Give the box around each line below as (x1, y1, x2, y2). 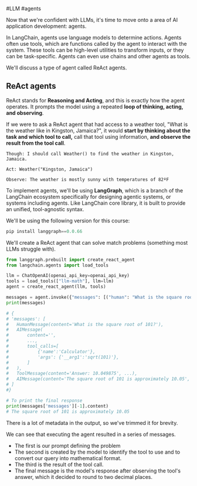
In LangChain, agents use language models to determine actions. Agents (6, 34, 182, 41)
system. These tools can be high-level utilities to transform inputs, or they (6, 46, 184, 54)
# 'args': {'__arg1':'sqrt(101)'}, (6, 354, 119, 360)
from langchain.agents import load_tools (6, 262, 109, 268)
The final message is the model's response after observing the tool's (14, 467, 181, 474)
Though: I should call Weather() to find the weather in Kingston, (6, 151, 175, 157)
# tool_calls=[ (6, 344, 59, 349)
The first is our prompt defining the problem (14, 442, 121, 449)
